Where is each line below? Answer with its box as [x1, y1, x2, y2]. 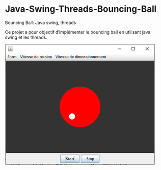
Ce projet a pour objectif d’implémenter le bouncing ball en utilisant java [5, 29, 151, 35]
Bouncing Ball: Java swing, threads [5, 20, 76, 25]
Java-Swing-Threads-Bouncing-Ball [5, 3, 157, 15]
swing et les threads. [5, 34, 48, 40]
